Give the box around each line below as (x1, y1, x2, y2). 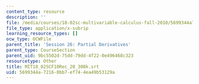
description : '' (6, 14, 46, 20)
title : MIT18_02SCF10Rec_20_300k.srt (6, 63, 99, 70)
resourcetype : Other (6, 58, 57, 64)
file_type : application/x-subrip (6, 25, 89, 31)
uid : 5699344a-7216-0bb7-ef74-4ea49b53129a (6, 69, 115, 75)
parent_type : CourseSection (6, 47, 76, 53)
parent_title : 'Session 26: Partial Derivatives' (6, 42, 131, 48)
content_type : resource (6, 8, 65, 15)
